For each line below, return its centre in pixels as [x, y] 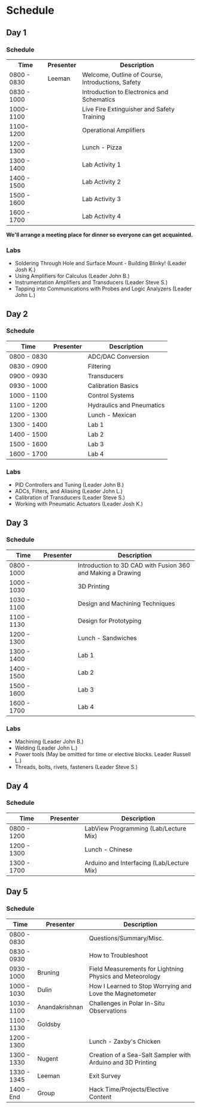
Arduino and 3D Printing [123, 1062]
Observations [108, 1011]
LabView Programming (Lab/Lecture [135, 828]
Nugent [48, 1059]
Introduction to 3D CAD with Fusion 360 [134, 565]
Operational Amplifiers [113, 130]
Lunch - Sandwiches [107, 638]
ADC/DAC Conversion [118, 356]
